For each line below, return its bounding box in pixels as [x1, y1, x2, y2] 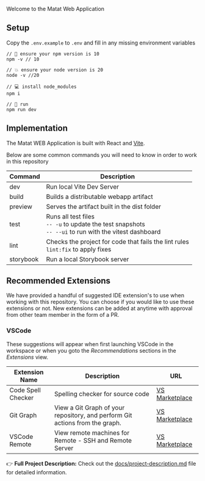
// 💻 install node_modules [6, 84, 77, 90]
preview [9, 202, 32, 211]
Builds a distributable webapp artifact [46, 192, 154, 201]
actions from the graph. [54, 418, 121, 427]
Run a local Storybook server [46, 255, 129, 263]
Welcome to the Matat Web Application [6, 5, 105, 12]
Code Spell [9, 386, 41, 394]
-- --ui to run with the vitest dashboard [46, 227, 161, 236]
